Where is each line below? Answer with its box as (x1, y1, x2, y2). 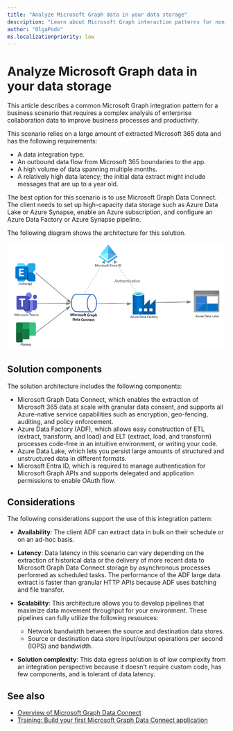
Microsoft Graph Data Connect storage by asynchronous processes (17, 563, 211, 572)
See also (7, 690, 45, 702)
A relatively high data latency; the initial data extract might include (17, 173, 206, 181)
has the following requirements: (7, 137, 98, 146)
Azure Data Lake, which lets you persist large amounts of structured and (17, 447, 224, 455)
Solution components (7, 364, 103, 376)
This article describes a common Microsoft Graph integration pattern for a (7, 101, 218, 110)
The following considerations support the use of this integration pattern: (7, 515, 213, 523)
